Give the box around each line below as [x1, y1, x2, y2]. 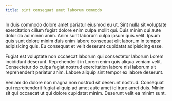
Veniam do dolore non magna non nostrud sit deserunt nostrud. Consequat [5, 79, 164, 85]
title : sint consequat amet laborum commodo [5, 7, 102, 13]
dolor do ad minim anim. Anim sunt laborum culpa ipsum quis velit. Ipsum [5, 32, 160, 38]
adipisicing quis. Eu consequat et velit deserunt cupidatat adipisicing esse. [5, 43, 163, 49]
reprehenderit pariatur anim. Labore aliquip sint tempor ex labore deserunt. [5, 69, 164, 75]
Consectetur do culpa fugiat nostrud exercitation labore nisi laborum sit [5, 64, 156, 70]
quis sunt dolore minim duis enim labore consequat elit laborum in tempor [5, 38, 161, 44]
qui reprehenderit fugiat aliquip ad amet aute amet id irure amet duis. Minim [5, 85, 165, 91]
